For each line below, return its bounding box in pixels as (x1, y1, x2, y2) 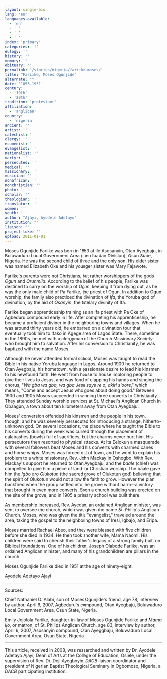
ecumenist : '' (5, 141, 35, 147)
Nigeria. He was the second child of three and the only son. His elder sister (5, 258, 159, 264)
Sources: (5, 587, 24, 593)
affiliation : (5, 104, 32, 109)
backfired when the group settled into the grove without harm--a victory (5, 481, 153, 487)
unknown (5, 423, 24, 429)
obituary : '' (5, 63, 32, 68)
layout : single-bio (5, 7, 46, 12)
